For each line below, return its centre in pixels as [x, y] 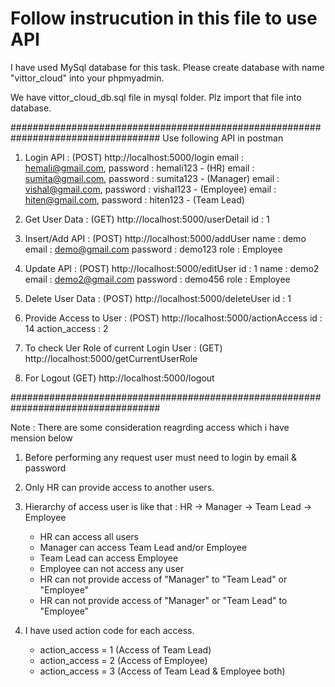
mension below [41, 438]
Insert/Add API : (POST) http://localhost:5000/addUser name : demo [165, 238]
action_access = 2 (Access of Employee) [123, 660]
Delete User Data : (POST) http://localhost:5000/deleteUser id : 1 [158, 298]
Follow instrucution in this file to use [164, 18]
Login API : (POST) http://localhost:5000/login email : [134, 157]
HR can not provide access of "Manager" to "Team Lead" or [163, 579]
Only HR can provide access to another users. [119, 487]
